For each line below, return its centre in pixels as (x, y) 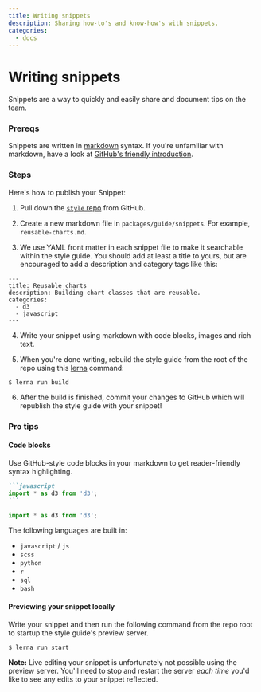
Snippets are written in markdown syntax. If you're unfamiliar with (116, 146)
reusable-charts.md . (53, 231)
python (31, 564)
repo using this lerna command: (72, 368)
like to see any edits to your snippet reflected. (83, 679)
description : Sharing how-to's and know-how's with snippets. (113, 23)
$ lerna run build (39, 382)
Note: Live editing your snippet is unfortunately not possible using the (123, 662)
